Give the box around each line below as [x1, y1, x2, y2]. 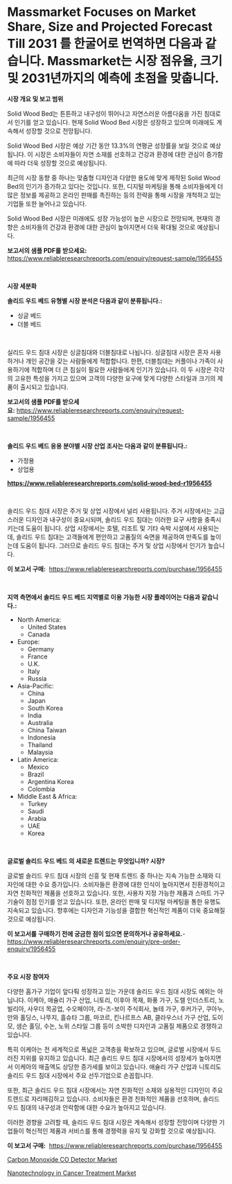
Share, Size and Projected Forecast [7, 19, 213, 35]
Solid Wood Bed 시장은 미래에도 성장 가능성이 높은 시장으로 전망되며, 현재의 [7, 214, 213, 223]
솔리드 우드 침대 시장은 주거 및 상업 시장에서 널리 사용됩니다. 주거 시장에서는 [7, 507, 213, 515]
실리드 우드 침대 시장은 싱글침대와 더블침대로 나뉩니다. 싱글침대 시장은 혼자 [7, 348, 209, 356]
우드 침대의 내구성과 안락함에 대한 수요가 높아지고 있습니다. [7, 1103, 166, 1111]
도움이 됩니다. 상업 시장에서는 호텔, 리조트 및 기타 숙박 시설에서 [25, 524, 195, 532]
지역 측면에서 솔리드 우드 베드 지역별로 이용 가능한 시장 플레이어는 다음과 [7, 593, 201, 601]
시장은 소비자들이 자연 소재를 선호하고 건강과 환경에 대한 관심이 [34, 150, 205, 158]
